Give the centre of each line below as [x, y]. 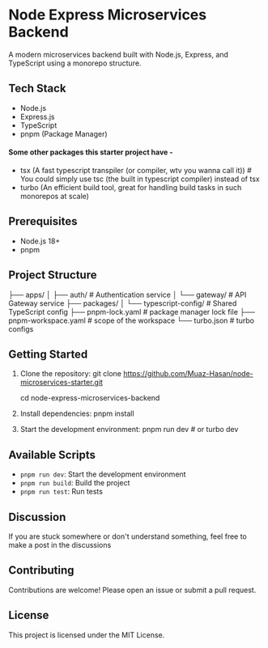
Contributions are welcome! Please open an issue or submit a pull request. [132, 590]
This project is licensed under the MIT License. [87, 635]
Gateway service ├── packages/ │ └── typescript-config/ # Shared [123, 303]
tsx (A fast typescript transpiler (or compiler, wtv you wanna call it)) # [136, 170]
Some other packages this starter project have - [91, 152]
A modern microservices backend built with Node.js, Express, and [119, 54]
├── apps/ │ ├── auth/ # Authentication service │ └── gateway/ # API [128, 294]
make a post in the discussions [60, 545]
